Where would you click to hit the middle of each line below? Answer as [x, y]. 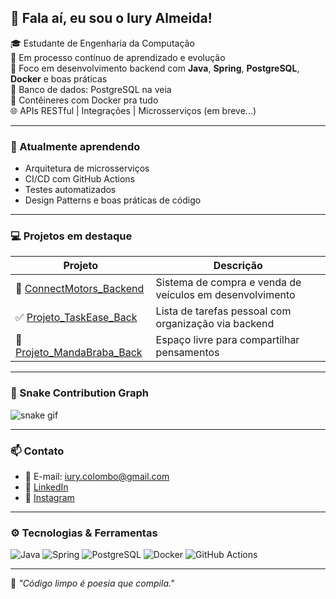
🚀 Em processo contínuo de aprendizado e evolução [118, 57]
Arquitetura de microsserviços [87, 168]
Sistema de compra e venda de [228, 283]
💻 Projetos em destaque [71, 236]
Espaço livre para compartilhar [227, 340]
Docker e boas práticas [59, 78]
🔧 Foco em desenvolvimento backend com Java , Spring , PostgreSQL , [155, 68]
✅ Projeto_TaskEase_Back [76, 318]
